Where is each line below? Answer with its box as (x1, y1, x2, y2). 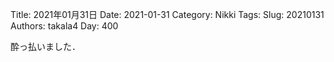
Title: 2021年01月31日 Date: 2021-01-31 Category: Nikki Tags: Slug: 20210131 (10, 9, 325, 20)
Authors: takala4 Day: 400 (10, 20, 119, 32)
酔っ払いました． (10, 41, 81, 52)
